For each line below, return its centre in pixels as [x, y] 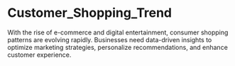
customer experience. [39, 55]
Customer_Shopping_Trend [90, 13]
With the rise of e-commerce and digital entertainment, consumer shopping [118, 32]
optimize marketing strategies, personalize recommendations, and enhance [118, 47]
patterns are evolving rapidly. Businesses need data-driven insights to [110, 39]
